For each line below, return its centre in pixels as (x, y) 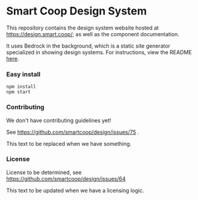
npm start (19, 92)
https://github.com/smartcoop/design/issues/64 (66, 178)
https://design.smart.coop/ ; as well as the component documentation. (93, 34)
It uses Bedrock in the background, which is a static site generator (88, 46)
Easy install (23, 74)
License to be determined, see (44, 172)
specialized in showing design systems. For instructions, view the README (99, 52)
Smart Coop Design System (77, 11)
